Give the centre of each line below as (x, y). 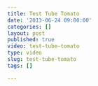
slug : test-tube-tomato (42, 59)
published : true (31, 40)
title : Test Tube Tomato (43, 14)
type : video (24, 53)
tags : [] (20, 66)
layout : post (26, 33)
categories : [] (29, 27)
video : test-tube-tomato (43, 46)
